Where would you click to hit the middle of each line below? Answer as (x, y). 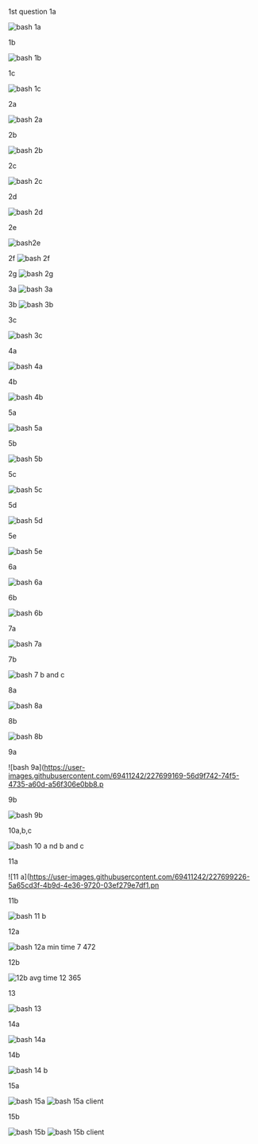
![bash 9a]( (27, 767)
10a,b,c (20, 830)
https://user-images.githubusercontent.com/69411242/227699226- (139, 877)
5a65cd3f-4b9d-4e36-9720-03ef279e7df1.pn (84, 885)
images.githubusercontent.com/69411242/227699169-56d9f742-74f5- (124, 776)
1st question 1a (33, 12)
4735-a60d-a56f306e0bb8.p (56, 784)
